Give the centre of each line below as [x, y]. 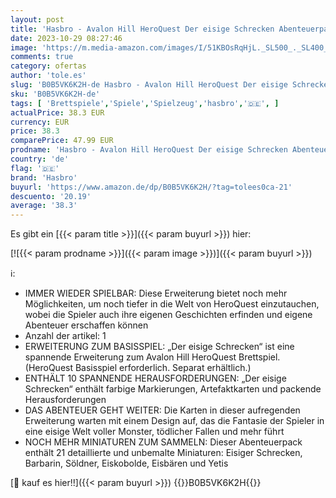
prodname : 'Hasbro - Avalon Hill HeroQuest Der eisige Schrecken [149, 150]
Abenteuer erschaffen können [86, 325]
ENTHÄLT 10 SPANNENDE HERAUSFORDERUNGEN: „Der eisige [155, 378]
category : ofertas [48, 66]
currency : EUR [40, 122]
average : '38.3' [44, 206]
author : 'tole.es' [48, 76]
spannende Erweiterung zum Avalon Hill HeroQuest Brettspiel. [152, 357]
